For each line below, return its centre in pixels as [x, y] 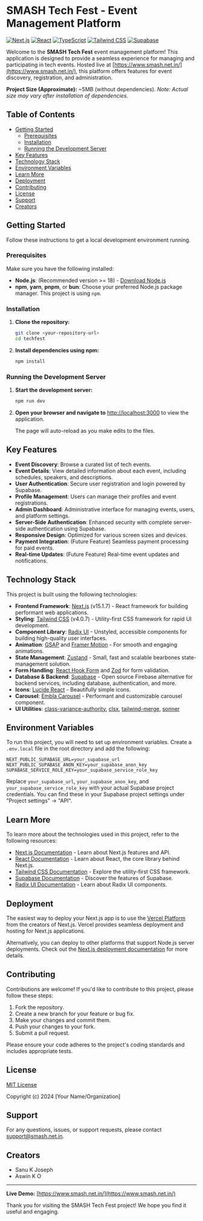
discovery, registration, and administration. [60, 77]
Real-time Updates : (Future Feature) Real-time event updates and [97, 554]
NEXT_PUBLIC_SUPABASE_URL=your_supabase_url [63, 760]
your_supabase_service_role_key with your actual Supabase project [90, 788]
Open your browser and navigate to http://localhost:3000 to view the [102, 412]
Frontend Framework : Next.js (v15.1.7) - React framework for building [101, 606]
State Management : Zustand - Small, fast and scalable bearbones [98, 657]
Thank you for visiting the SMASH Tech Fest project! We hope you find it [96, 1205]
